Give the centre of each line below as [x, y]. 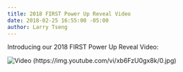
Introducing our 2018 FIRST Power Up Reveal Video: [83, 47]
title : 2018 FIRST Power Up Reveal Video [69, 14]
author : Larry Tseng [38, 27]
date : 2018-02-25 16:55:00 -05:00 [58, 20]
